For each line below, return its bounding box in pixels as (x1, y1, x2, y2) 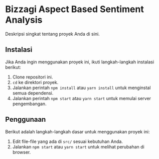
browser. (12, 149, 31, 155)
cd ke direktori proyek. (12, 79, 59, 85)
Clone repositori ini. (12, 74, 53, 80)
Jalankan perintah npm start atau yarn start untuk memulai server (12, 95, 151, 101)
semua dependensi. (12, 90, 54, 96)
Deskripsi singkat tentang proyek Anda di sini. (5, 31, 100, 37)
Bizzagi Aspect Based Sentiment (5, 4, 144, 15)
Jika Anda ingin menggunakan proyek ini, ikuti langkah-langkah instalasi (5, 59, 154, 65)
